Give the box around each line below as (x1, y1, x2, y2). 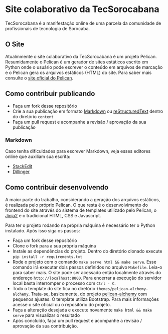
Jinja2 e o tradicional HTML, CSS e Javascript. (5, 212, 101, 218)
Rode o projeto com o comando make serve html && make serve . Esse (12, 259, 156, 265)
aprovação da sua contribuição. (12, 323, 78, 329)
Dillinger (12, 169, 30, 175)
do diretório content (12, 113, 54, 119)
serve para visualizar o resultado (12, 312, 80, 318)
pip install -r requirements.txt (12, 254, 83, 260)
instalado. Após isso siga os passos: (5, 227, 80, 233)
